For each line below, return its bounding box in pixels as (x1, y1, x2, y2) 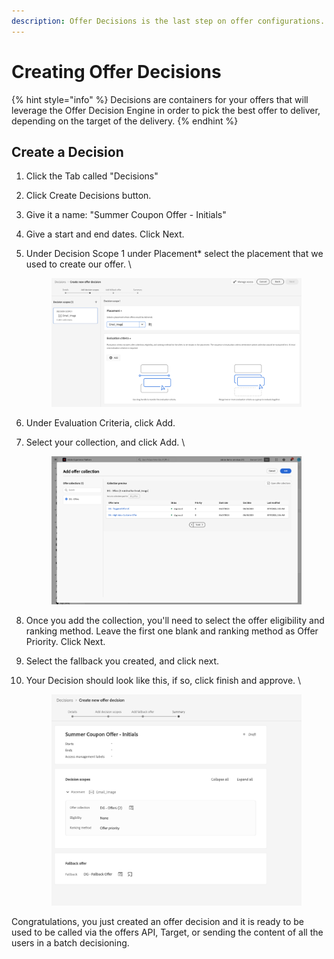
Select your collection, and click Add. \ (25, 436, 186, 449)
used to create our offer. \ (25, 258, 132, 270)
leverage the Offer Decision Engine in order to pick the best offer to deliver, (11, 104, 321, 116)
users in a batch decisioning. (11, 937, 130, 949)
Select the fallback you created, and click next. (25, 655, 220, 667)
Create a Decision (11, 143, 124, 160)
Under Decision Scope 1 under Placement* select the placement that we (25, 248, 324, 260)
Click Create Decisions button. (25, 190, 152, 202)
